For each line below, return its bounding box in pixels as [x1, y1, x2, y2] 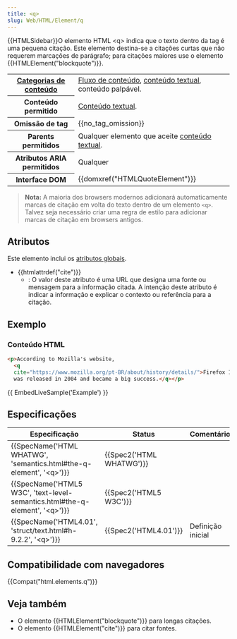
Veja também [7, 597, 67, 610]
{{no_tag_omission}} [78, 118, 145, 128]
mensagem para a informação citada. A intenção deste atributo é [28, 283, 217, 291]
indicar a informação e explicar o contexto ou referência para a [28, 291, 212, 299]
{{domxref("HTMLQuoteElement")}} [78, 174, 196, 184]
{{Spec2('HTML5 [104, 488, 162, 498]
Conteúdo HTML [7, 339, 65, 349]
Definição [189, 521, 222, 531]
